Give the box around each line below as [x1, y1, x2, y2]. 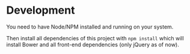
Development [6, 4, 75, 17]
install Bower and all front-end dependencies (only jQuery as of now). [6, 41, 180, 48]
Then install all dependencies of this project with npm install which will [6, 34, 184, 42]
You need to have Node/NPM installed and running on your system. [6, 23, 174, 30]
